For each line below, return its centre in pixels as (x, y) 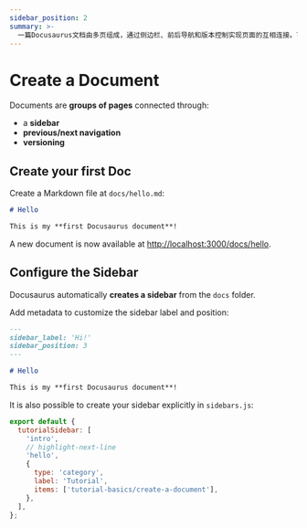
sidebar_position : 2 (49, 18)
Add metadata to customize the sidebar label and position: (119, 312)
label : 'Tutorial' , (70, 481)
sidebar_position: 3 (49, 346)
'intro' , (42, 438)
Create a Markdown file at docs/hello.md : (87, 194)
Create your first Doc (70, 171)
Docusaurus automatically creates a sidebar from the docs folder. (132, 294)
